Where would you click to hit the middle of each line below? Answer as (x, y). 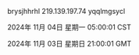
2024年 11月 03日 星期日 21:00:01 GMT (69, 43)
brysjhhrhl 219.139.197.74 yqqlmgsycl (66, 11)
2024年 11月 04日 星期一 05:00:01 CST (69, 27)
